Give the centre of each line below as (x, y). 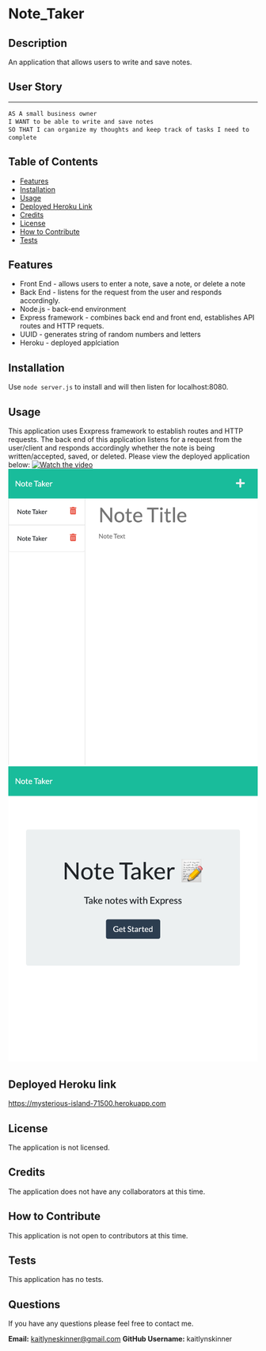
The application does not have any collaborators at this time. (107, 1192)
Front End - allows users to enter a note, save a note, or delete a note (132, 284)
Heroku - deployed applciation (69, 343)
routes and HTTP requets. (62, 326)
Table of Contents (53, 162)
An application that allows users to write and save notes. (100, 62)
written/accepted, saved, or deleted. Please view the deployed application (129, 456)
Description (38, 43)
